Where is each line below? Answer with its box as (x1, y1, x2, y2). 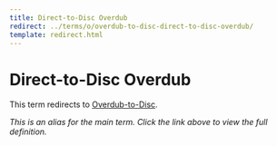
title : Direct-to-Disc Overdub (9, 13, 128, 23)
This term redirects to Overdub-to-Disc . (9, 99, 158, 110)
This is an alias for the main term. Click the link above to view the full (9, 117, 268, 128)
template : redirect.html (9, 30, 104, 39)
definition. (9, 126, 47, 137)
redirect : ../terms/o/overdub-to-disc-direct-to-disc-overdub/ (9, 22, 254, 31)
